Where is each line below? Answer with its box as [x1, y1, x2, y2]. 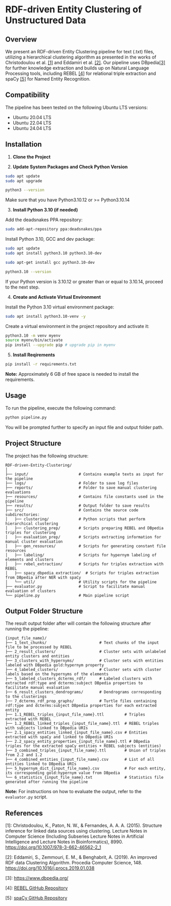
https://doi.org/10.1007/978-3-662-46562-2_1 [5, 844, 101, 851]
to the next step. [5, 284, 40, 290]
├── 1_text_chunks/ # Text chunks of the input [5, 640, 159, 645]
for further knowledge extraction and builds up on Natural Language [5, 65, 149, 71]
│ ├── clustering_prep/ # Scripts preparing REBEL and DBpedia [5, 525, 164, 531]
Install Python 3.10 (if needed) [12, 207, 78, 213]
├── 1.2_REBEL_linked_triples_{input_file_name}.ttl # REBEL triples [5, 721, 159, 726]
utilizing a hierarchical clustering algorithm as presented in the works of [5, 54, 157, 60]
